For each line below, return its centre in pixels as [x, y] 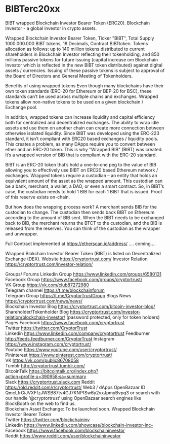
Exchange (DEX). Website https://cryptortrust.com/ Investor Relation [76, 259]
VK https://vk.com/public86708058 [42, 360]
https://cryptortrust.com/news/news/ [44, 301]
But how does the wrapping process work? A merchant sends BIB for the [81, 207]
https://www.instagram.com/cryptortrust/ [48, 344]
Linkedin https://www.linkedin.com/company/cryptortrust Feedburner [78, 333]
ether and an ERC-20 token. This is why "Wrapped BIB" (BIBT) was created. [84, 149]
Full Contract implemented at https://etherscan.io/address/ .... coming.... [80, 244]
